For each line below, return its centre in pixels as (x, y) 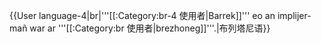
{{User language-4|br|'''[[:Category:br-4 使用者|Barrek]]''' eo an (142, 15)
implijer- (294, 15)
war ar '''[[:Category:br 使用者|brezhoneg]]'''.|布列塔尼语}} (150, 28)
